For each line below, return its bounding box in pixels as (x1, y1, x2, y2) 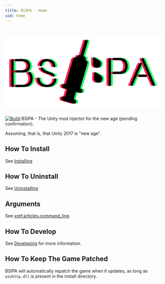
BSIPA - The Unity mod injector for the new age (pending (21, 115, 137, 121)
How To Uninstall (5, 172, 58, 180)
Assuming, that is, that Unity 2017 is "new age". (5, 130, 101, 136)
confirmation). (5, 120, 34, 126)
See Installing (5, 158, 33, 164)
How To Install (5, 145, 50, 153)
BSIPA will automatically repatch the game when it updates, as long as (5, 268, 148, 274)
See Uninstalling (5, 185, 39, 191)
